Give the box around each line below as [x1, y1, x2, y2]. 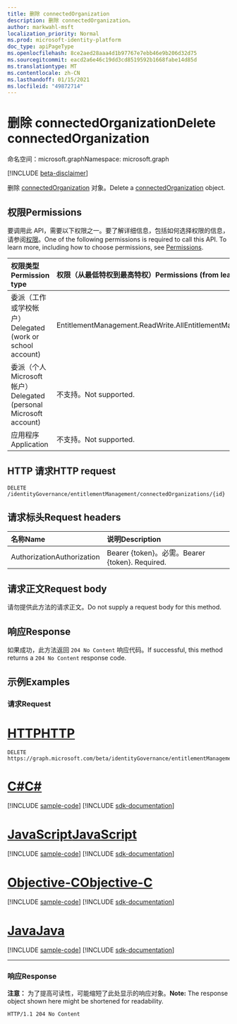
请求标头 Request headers [7, 511, 121, 523]
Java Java [7, 922, 65, 939]
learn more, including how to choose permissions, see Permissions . [7, 243, 204, 251]
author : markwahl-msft [7, 23, 74, 30]
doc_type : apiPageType [7, 43, 74, 50]
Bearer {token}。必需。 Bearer [107, 548, 206, 558]
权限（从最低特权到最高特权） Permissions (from [56, 270, 219, 280]
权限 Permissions [7, 206, 83, 218]
